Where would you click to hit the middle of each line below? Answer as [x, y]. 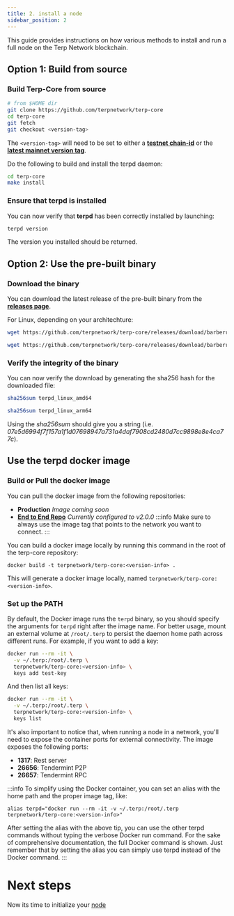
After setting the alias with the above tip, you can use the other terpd [106, 828]
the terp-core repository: [43, 552]
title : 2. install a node [45, 14]
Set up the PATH [35, 603]
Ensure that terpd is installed [57, 201]
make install [26, 183]
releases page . [29, 306]
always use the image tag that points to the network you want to [109, 524]
